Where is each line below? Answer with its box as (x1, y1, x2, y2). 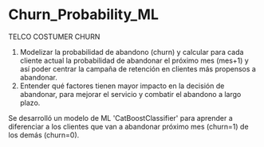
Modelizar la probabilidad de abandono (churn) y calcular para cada (19, 47, 244, 56)
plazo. (19, 98, 41, 107)
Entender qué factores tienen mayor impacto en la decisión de (19, 81, 225, 91)
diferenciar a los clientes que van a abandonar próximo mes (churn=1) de (8, 122, 249, 131)
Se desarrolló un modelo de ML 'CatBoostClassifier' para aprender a (8, 113, 233, 122)
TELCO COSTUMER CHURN (8, 32, 100, 41)
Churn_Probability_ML (8, 6, 160, 24)
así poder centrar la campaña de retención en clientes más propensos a (19, 64, 257, 73)
